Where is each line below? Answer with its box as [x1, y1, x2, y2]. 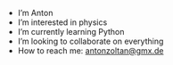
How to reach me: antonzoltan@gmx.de [17, 45, 164, 56]
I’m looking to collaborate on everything [17, 36, 164, 46]
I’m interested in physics [17, 17, 108, 28]
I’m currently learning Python [17, 27, 125, 37]
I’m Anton [17, 8, 54, 18]
